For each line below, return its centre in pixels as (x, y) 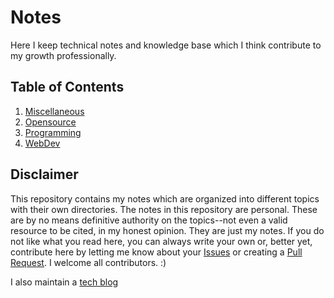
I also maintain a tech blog (64, 282)
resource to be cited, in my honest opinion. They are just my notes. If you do (167, 230)
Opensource (50, 122)
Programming (53, 132)
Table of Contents (67, 87)
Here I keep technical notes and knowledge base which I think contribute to (166, 45)
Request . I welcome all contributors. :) (88, 262)
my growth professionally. (63, 55)
